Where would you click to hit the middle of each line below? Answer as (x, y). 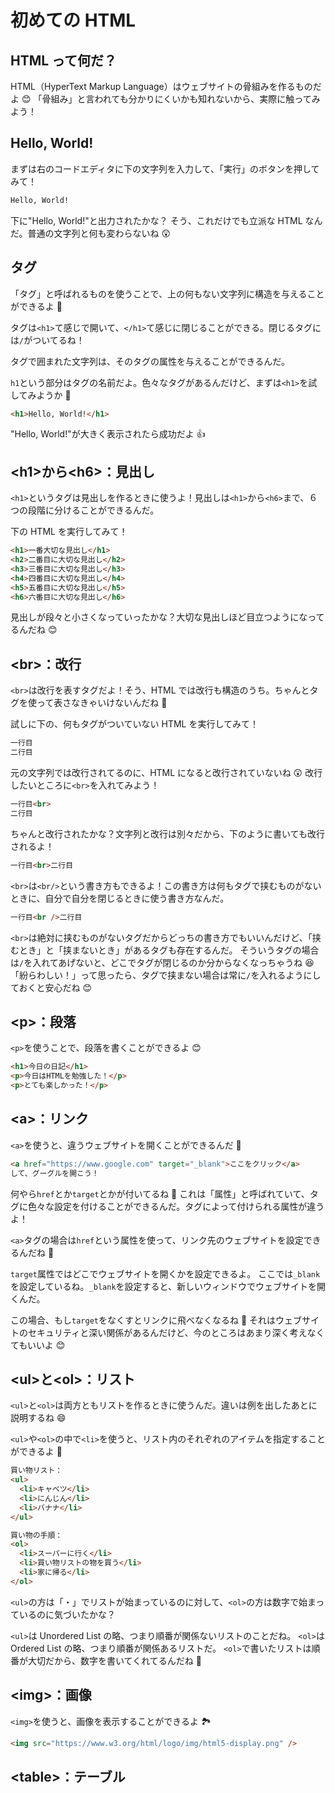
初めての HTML (73, 20)
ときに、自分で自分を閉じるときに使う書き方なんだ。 (120, 898)
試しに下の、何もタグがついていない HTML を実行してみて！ (135, 724)
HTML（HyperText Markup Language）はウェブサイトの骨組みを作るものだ (166, 86)
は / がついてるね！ (47, 340)
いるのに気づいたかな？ (67, 1614)
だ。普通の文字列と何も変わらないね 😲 (91, 233)
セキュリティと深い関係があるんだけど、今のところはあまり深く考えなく (176, 1332)
